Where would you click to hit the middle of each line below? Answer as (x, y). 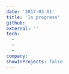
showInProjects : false (34, 61)
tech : (13, 34)
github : (16, 23)
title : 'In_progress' (33, 17)
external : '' (22, 28)
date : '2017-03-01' (31, 12)
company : (17, 56)
